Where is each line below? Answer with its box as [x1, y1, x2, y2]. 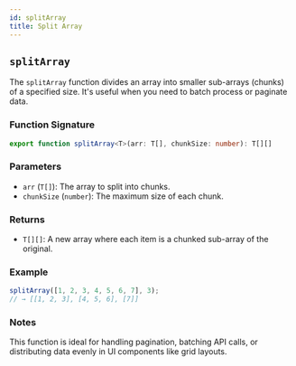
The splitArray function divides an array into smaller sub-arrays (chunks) [9, 77, 284, 88]
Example [9, 266, 49, 278]
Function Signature [9, 118, 95, 131]
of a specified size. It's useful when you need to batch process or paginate [9, 87, 288, 98]
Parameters [9, 160, 61, 173]
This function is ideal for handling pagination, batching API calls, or [9, 336, 259, 348]
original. [22, 243, 53, 254]
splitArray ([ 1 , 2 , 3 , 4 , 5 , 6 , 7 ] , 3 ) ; [9, 286, 160, 296]
